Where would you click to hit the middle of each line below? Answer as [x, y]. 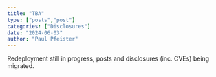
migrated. [21, 66]
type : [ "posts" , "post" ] [41, 20]
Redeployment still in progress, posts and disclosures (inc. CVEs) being [108, 58]
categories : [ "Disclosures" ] [49, 26]
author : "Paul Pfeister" [43, 39]
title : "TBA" [26, 13]
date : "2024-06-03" [35, 33]
